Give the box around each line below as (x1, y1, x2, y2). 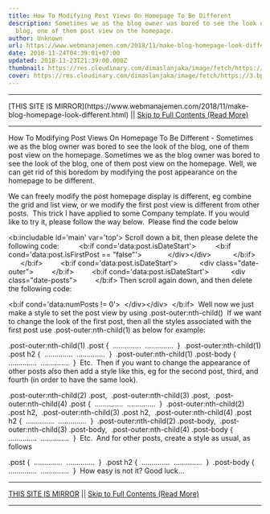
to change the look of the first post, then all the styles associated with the (8, 316, 252, 326)
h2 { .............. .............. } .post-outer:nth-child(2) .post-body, (8, 416, 216, 426)
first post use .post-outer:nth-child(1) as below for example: (8, 325, 207, 335)
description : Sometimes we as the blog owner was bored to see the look (8, 19, 257, 27)
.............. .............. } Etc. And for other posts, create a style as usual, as (8, 433, 251, 442)
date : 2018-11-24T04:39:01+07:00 (8, 49, 121, 57)
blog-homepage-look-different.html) (8, 109, 129, 119)
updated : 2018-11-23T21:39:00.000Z (8, 57, 128, 65)
